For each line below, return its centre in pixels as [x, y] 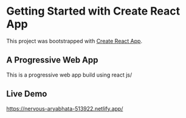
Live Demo [27, 94]
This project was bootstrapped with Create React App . [74, 41]
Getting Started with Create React [93, 11]
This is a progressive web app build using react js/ [69, 75]
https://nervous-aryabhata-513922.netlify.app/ [65, 108]
